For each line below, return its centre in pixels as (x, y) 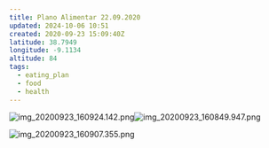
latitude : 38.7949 (43, 42)
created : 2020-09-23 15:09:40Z (67, 34)
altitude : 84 (33, 58)
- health (33, 91)
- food (29, 83)
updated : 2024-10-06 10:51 (59, 26)
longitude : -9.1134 (45, 51)
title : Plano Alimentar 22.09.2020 (75, 17)
